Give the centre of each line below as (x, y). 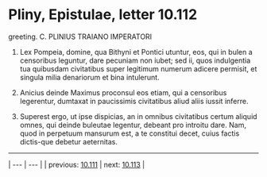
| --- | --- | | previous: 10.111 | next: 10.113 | (77, 164)
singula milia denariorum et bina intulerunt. (90, 77)
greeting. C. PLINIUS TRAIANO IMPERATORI (80, 37)
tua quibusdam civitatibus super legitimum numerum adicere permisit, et (138, 68)
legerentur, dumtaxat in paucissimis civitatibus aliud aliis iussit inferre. (134, 101)
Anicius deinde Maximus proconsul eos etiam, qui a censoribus (123, 92)
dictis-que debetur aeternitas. (68, 141)
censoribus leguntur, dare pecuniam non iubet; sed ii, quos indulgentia (135, 60)
